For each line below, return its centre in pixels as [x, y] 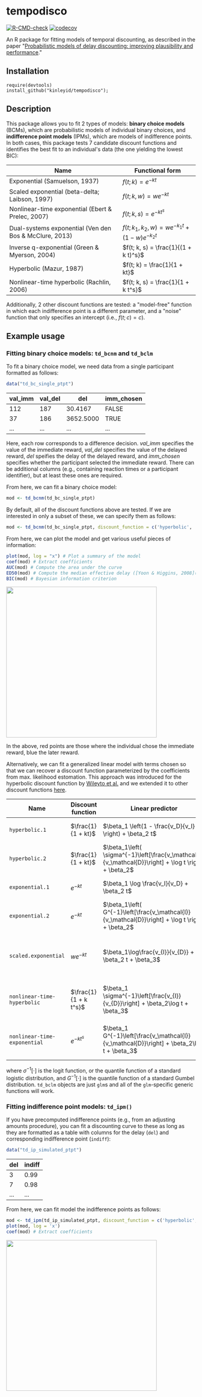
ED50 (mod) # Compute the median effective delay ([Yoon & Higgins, [93, 573]
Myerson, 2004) [32, 255]
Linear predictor [154, 808]
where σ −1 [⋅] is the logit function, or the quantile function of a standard [93, 1070]
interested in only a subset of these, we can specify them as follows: [91, 516]
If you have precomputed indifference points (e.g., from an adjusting [91, 1120]
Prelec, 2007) [29, 217]
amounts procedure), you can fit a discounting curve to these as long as [96, 1126]
